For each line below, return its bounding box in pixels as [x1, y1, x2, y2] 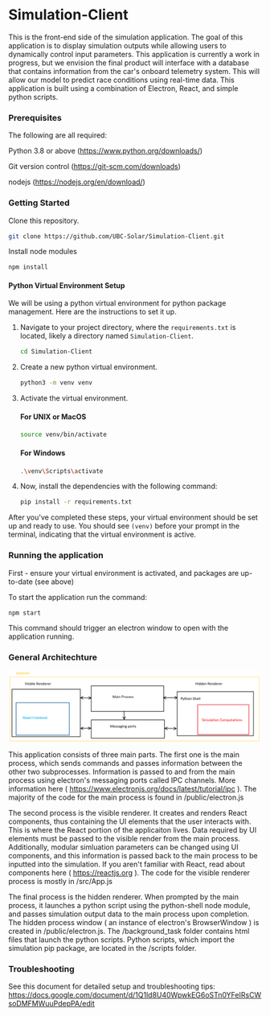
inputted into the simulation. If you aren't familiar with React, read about [8, 859, 245, 869]
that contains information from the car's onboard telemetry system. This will [8, 66, 260, 76]
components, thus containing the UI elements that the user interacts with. [8, 817, 252, 826]
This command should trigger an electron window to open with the [8, 623, 229, 633]
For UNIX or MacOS [19, 412, 87, 422]
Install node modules [8, 247, 78, 257]
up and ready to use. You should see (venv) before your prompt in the [8, 521, 239, 531]
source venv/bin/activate [19, 430, 107, 439]
